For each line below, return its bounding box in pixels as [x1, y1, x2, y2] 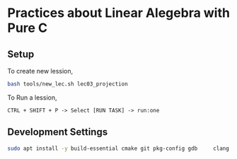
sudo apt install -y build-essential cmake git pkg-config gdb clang [7, 145, 230, 152]
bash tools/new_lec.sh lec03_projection [7, 81, 129, 88]
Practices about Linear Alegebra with [7, 5, 230, 21]
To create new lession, [7, 67, 74, 75]
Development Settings [7, 126, 108, 139]
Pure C [7, 20, 48, 36]
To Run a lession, [7, 93, 57, 102]
